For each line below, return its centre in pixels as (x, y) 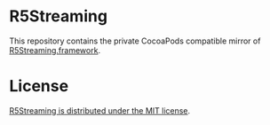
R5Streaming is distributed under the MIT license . (100, 110)
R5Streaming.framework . (55, 50)
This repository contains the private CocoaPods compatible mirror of (135, 41)
